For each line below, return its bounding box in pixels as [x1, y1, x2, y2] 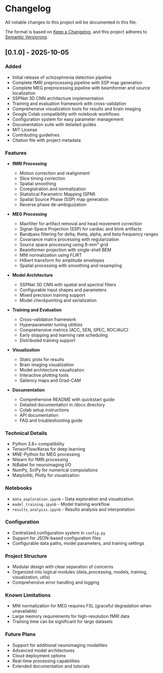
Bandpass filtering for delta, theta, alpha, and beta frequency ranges [19, 231, 159, 237]
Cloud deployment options [12, 652, 66, 658]
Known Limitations [5, 592, 51, 599]
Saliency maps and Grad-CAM [19, 377, 81, 383]
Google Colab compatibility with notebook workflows [12, 111, 120, 117]
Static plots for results [19, 356, 64, 362]
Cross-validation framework [19, 316, 77, 322]
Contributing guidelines [12, 132, 60, 138]
